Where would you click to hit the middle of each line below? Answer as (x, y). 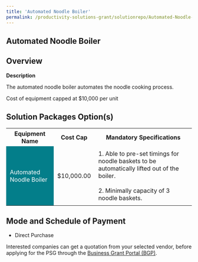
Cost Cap (74, 137)
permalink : (19, 17)
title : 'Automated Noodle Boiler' (49, 12)
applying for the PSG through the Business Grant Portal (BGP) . (82, 253)
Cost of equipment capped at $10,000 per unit (62, 98)
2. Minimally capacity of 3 (134, 190)
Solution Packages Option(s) (60, 117)
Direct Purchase (34, 235)
